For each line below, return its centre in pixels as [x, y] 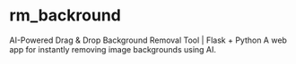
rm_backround [65, 16]
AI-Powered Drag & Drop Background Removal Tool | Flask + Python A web [148, 40]
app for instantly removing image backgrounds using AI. [113, 49]
